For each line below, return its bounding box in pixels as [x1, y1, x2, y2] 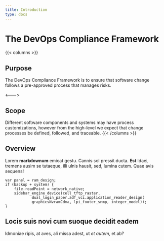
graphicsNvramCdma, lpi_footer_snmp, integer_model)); [31, 199, 147, 204]
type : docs [5, 12, 28, 17]
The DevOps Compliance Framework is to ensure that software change [5, 77, 150, 83]
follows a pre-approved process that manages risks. [5, 82, 112, 88]
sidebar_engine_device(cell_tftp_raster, [14, 190, 100, 196]
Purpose [5, 64, 32, 72]
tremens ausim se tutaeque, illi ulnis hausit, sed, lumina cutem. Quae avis [5, 163, 154, 169]
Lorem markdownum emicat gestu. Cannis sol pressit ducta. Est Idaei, [5, 157, 149, 164]
